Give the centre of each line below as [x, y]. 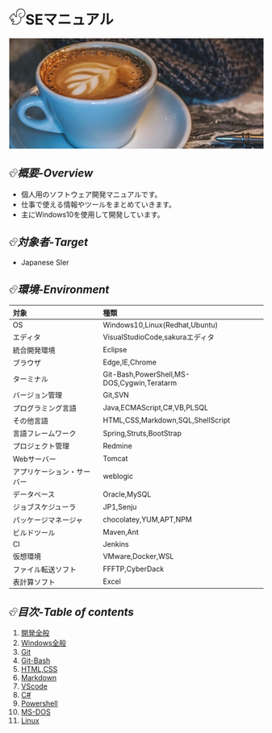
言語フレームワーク [44, 433]
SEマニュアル [69, 20]
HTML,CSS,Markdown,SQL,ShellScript [167, 420]
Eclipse [115, 350]
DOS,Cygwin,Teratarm [140, 383]
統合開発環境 [34, 350]
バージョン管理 [38, 395]
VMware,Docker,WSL [138, 556]
